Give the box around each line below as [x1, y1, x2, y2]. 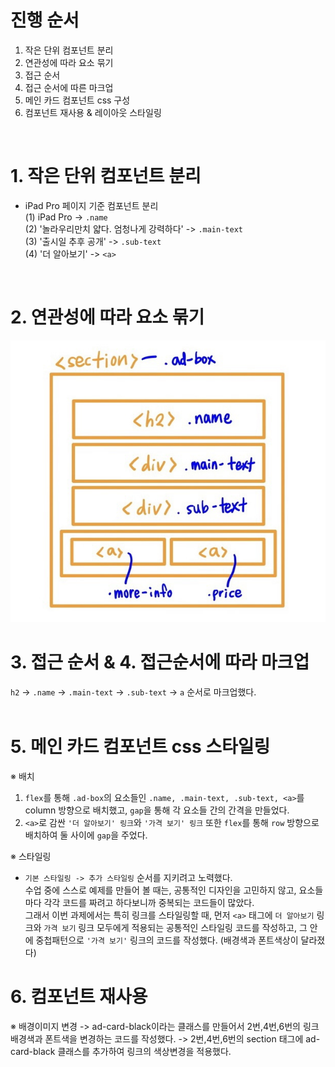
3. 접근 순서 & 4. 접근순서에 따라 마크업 [10, 651, 310, 673]
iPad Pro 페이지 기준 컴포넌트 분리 [24, 199, 159, 211]
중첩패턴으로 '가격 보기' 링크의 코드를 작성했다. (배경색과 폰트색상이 [35, 934, 299, 946]
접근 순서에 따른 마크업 [24, 81, 114, 93]
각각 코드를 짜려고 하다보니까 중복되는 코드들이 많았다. [43, 896, 255, 908]
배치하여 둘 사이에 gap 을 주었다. [24, 829, 148, 841]
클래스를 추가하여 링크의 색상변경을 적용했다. [57, 1045, 232, 1057]
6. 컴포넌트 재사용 [10, 985, 148, 1008]
